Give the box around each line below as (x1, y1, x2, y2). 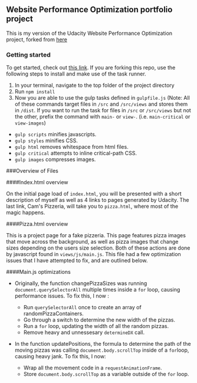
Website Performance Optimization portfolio (6, 5, 173, 15)
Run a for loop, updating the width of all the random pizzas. (23, 323, 169, 330)
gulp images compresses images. (14, 156, 96, 163)
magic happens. (6, 209, 45, 216)
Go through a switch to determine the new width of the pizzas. (23, 316, 176, 323)
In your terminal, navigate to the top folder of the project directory (14, 82, 175, 89)
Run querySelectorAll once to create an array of (23, 304, 142, 311)
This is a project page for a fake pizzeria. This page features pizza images (6, 232, 186, 239)
